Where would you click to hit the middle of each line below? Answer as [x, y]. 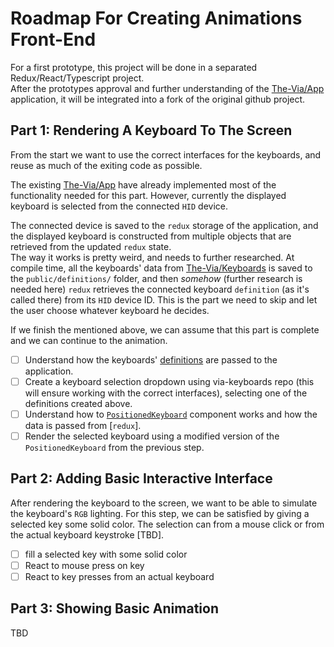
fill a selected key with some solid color [106, 554]
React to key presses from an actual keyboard [119, 576]
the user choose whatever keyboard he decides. [110, 310]
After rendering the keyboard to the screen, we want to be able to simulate [164, 503]
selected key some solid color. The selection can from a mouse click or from [167, 524]
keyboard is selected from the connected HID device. [119, 206]
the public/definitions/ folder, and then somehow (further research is [156, 278]
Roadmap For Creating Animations [156, 18]
